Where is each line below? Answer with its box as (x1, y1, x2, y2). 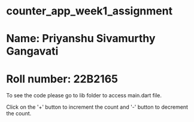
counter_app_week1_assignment (6, 4, 172, 18)
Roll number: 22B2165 (6, 72, 119, 85)
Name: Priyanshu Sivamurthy (6, 32, 156, 46)
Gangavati (6, 44, 59, 58)
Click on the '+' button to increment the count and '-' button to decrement (6, 103, 189, 111)
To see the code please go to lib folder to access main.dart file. (6, 92, 162, 99)
